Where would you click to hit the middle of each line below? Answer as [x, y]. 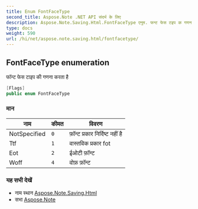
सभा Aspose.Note [35, 200]
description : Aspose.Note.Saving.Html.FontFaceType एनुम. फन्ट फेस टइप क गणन [99, 22]
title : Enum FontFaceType [38, 11]
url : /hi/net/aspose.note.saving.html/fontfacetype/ [72, 39]
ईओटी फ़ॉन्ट [82, 152]
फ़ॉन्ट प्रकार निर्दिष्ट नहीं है [96, 134]
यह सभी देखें [19, 180]
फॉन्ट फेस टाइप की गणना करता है [38, 77]
